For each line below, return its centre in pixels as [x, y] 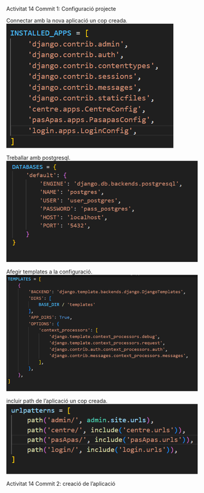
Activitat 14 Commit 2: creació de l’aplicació [61, 483]
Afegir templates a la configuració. [49, 272]
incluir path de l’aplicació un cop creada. [57, 401]
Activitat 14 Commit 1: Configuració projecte [61, 9]
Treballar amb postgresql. [39, 158]
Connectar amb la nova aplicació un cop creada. [67, 20]
